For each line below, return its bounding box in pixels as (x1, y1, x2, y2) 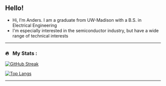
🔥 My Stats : (5, 49, 38, 56)
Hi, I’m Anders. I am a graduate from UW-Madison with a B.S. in (12, 17, 142, 23)
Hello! (5, 4, 24, 12)
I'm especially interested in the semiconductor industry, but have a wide (12, 27, 159, 34)
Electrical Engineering (12, 22, 57, 28)
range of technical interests (12, 33, 68, 39)
